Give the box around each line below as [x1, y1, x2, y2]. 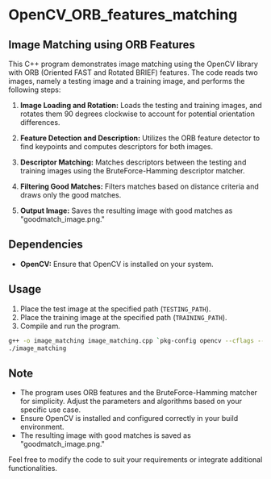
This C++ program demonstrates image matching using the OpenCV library [8, 59, 258, 69]
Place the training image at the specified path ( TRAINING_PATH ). [19, 312, 227, 322]
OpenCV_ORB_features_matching [8, 6, 238, 24]
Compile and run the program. [19, 321, 121, 331]
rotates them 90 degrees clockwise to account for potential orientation [19, 109, 256, 119]
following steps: [8, 85, 61, 94]
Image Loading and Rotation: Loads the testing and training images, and [19, 101, 262, 110]
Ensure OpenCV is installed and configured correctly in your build [19, 414, 239, 423]
